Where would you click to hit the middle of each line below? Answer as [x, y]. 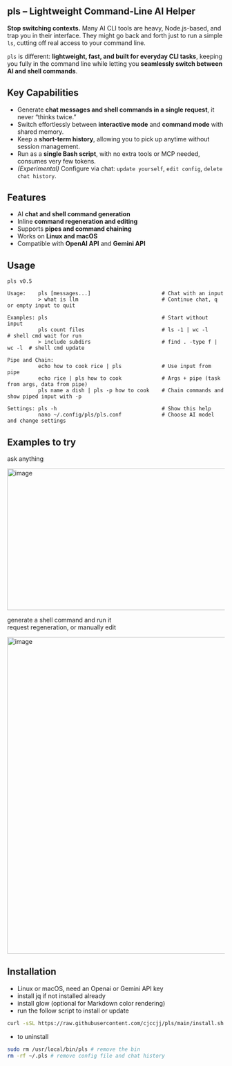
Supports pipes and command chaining [75, 229]
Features [27, 198]
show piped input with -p [44, 397]
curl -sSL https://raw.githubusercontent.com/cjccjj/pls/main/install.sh [116, 1023]
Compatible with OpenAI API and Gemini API [81, 244]
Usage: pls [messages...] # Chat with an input [116, 294]
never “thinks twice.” [47, 116]
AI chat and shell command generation [74, 214]
